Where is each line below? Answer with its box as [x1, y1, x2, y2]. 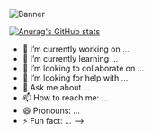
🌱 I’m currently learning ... [22, 53, 119, 63]
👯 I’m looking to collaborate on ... [22, 63, 145, 73]
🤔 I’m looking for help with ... [22, 72, 129, 83]
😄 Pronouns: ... [22, 105, 81, 116]
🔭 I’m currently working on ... [22, 43, 130, 54]
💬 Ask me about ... [22, 82, 91, 92]
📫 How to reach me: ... [22, 92, 109, 103]
